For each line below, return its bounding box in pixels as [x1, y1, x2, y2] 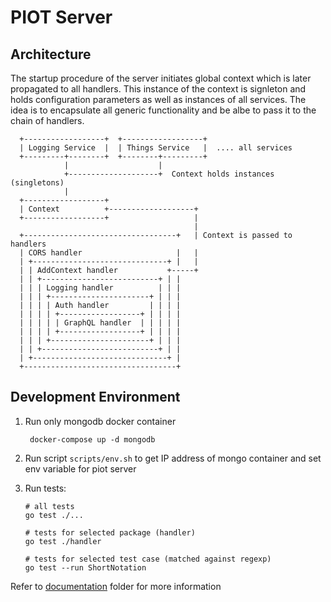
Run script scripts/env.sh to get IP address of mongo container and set [24, 452, 322, 464]
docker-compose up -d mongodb [29, 434, 156, 445]
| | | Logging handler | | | [19, 283, 182, 293]
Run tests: [24, 482, 67, 494]
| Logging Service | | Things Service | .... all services [19, 143, 293, 153]
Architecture [10, 46, 92, 63]
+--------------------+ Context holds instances [63, 169, 275, 179]
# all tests [24, 501, 75, 511]
